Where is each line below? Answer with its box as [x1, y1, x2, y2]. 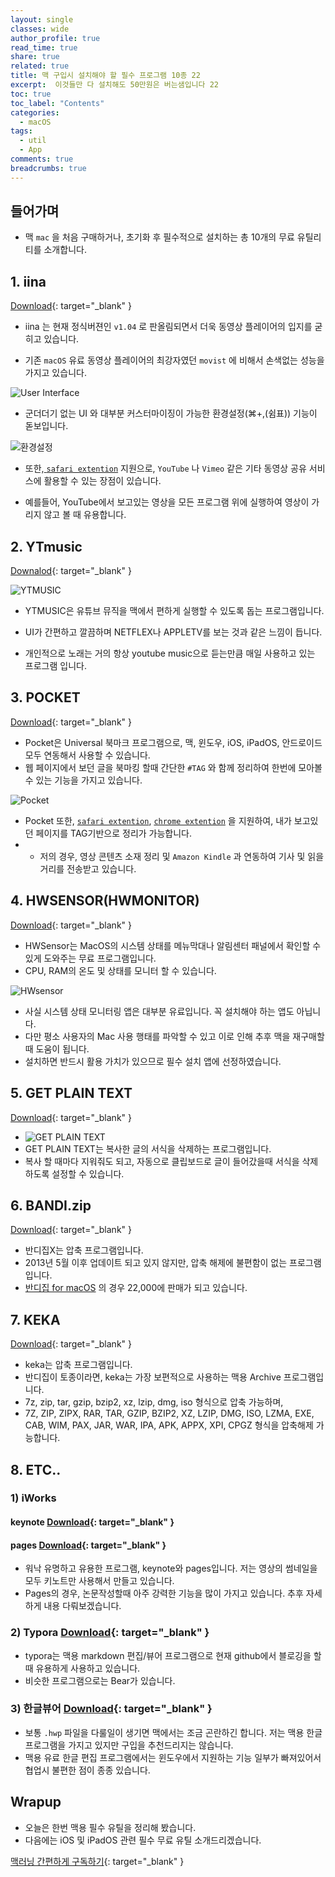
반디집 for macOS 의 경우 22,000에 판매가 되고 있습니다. [24, 1282, 248, 1294]
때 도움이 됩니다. [24, 1042, 90, 1055]
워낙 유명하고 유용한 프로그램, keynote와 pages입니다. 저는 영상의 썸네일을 [24, 1562, 318, 1575]
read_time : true [10, 42, 78, 53]
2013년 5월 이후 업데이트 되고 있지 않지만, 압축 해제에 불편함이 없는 [24, 1257, 288, 1269]
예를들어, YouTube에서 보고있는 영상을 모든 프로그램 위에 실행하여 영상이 [24, 496, 310, 508]
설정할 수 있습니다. [51, 1167, 125, 1180]
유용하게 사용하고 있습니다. [35, 1662, 141, 1674]
